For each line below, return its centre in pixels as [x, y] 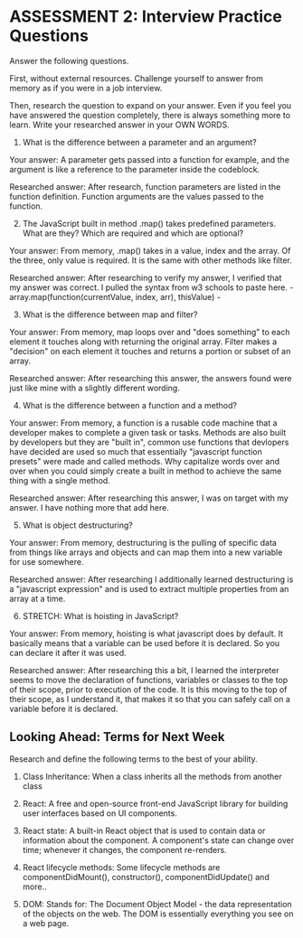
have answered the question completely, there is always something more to [150, 115]
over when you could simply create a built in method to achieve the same [146, 471]
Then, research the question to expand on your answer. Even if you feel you [151, 105]
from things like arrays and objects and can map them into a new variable [146, 552]
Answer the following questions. [69, 61]
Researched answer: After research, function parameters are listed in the [145, 186]
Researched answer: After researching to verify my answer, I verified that [146, 277]
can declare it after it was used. [68, 652]
